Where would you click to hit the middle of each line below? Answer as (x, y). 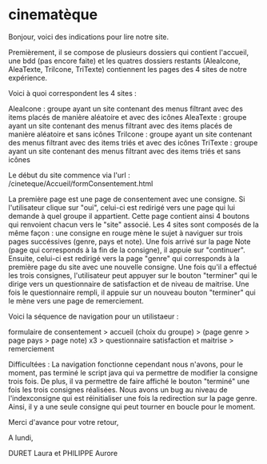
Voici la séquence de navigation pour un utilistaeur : (94, 316)
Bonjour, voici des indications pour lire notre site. (89, 37)
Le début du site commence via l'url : (69, 175)
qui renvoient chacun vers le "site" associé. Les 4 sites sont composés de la (134, 224)
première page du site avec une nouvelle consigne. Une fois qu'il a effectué (133, 267)
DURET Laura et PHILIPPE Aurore (63, 453)
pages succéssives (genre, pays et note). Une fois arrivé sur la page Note (130, 241)
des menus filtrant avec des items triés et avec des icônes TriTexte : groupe (133, 142)
